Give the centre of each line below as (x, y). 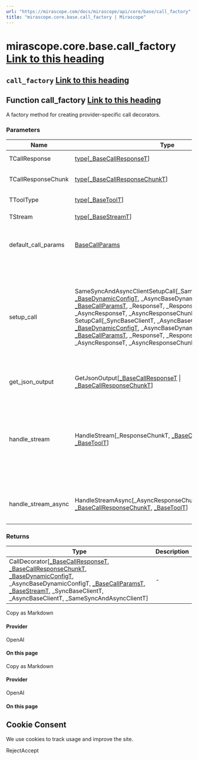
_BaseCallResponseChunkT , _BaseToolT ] (131, 508)
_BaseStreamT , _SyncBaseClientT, (57, 591)
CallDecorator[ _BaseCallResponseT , (59, 561)
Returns (18, 537)
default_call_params (37, 245)
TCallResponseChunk (39, 179)
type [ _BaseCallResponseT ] (112, 158)
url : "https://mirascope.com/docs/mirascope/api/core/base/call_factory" (99, 11)
